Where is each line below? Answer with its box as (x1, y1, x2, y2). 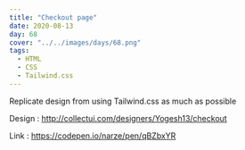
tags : (9, 46, 29, 55)
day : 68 (9, 29, 38, 38)
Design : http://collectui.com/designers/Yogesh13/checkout (9, 112, 227, 123)
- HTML (17, 54, 42, 63)
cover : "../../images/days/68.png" (9, 37, 142, 47)
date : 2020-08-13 (9, 21, 74, 30)
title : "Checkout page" (9, 12, 98, 22)
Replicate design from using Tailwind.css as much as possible (9, 96, 237, 106)
